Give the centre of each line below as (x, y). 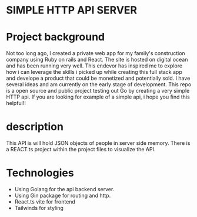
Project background (56, 37)
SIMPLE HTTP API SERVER (71, 10)
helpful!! (16, 103)
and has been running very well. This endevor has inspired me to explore (94, 66)
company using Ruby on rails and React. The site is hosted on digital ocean (97, 60)
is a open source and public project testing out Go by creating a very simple (98, 91)
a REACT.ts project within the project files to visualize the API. (81, 150)
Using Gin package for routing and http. (63, 195)
